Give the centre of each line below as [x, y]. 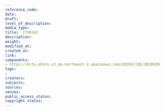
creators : [15, 78]
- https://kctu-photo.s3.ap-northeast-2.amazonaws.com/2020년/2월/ [74, 64]
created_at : [17, 51]
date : [11, 14]
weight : [13, 42]
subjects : [15, 83]
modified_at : [18, 46]
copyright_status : [24, 101]
